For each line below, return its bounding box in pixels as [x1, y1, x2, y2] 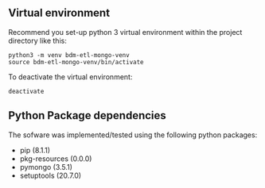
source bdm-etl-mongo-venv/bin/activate [8, 58, 145, 66]
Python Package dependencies [8, 109, 167, 122]
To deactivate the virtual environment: [8, 71, 133, 82]
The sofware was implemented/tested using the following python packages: [8, 130, 258, 140]
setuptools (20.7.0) [19, 171, 82, 180]
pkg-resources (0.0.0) [19, 154, 92, 163]
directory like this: [8, 36, 68, 45]
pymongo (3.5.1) [19, 162, 73, 171]
